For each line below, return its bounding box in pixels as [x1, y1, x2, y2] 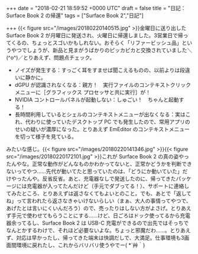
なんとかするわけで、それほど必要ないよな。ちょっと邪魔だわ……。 [6, 227, 170, 234]
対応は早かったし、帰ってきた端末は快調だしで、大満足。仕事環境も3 [16, 235, 184, 241]
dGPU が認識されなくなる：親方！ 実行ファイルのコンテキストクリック [14, 82, 191, 88]
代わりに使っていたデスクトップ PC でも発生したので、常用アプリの [25, 118, 190, 125]
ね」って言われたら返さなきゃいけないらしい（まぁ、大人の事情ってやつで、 [6, 197, 192, 204]
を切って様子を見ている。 [14, 133, 77, 140]
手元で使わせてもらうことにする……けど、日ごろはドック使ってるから [11, 212, 180, 219]
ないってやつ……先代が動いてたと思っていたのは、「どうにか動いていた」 [6, 168, 183, 175]
